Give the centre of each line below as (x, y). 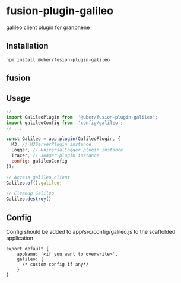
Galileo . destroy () (29, 199)
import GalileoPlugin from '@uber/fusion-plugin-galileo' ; (82, 117)
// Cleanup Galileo (30, 193)
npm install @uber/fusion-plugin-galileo (58, 60)
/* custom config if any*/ (55, 265)
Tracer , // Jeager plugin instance (55, 155)
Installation (27, 46)
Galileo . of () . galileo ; (34, 183)
